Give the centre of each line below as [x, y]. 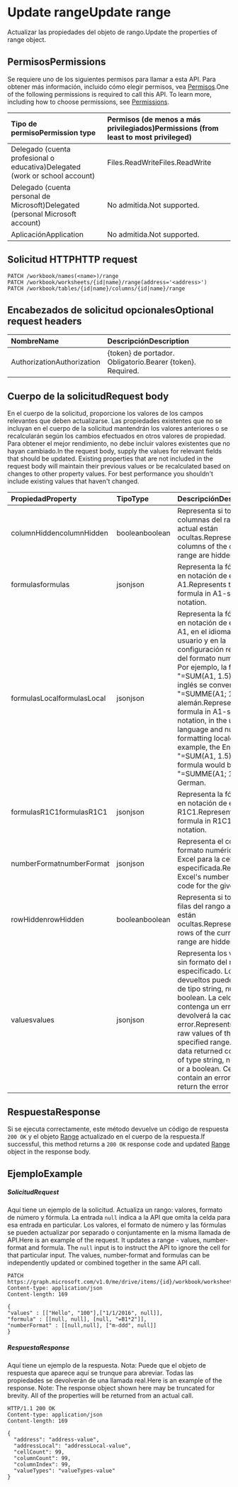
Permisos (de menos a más [154, 119]
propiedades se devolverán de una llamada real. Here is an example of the [115, 1380]
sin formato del [203, 962]
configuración [201, 650]
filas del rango [201, 906]
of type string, [201, 1060]
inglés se [192, 685]
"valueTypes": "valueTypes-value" [64, 1471]
